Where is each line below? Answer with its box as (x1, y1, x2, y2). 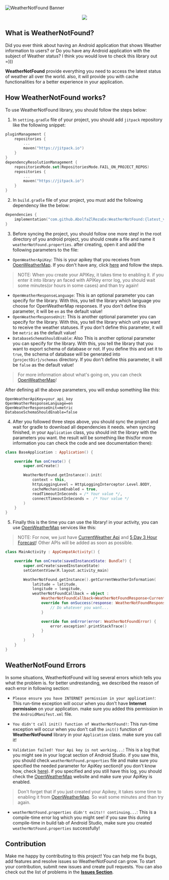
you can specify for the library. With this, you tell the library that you (12, 340, 153, 346)
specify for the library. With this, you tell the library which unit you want (12, 319, 160, 325)
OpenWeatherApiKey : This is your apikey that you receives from (12, 256, 140, 262)
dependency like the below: (12, 202, 70, 208)
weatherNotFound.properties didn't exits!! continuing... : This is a (12, 809, 157, 815)
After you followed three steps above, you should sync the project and (12, 419, 158, 425)
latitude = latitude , (32, 581, 78, 587)
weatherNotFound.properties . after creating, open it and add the (12, 241, 145, 247)
